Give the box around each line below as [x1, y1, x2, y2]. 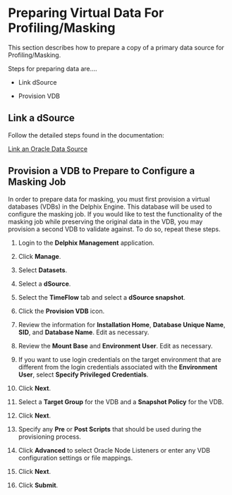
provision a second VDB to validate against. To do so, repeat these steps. [8, 224, 221, 233]
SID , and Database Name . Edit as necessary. [18, 328, 149, 336]
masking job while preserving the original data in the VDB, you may [8, 217, 203, 226]
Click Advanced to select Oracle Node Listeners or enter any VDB [18, 446, 211, 454]
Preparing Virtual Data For [8, 5, 164, 21]
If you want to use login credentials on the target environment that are [18, 355, 221, 364]
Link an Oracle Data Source [8, 145, 87, 153]
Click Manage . [18, 252, 61, 260]
